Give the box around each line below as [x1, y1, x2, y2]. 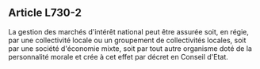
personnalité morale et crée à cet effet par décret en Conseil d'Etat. [8, 52, 228, 61]
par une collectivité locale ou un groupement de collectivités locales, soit [8, 35, 247, 45]
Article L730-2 [8, 6, 82, 20]
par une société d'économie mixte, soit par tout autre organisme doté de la [8, 43, 252, 53]
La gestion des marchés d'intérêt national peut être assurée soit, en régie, [8, 27, 250, 36]
